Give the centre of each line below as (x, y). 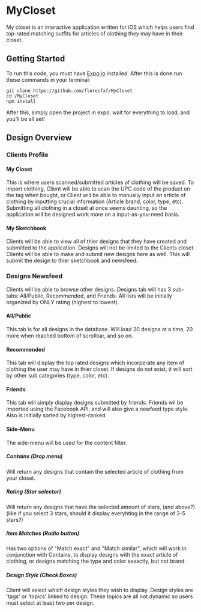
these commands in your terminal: (48, 79)
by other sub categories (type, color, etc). (58, 376)
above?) (185, 507)
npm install (21, 101)
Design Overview (39, 138)
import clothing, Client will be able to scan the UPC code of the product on (98, 189)
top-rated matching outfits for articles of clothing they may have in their (94, 33)
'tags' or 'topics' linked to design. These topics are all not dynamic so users (100, 596)
